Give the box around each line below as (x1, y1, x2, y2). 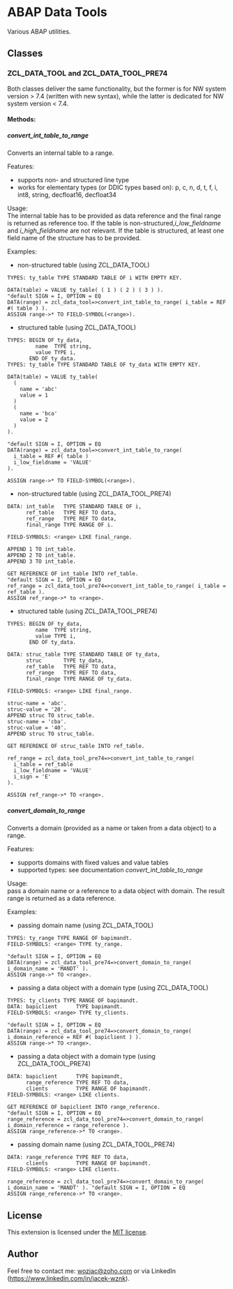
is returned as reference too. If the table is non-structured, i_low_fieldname (7, 219, 221, 228)
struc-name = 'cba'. (7, 719, 68, 725)
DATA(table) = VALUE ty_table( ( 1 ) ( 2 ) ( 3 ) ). (7, 287, 164, 294)
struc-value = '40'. (7, 724, 68, 732)
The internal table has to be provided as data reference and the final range (7, 212, 221, 220)
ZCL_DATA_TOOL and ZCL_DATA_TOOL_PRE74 (7, 68, 168, 78)
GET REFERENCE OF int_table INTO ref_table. (7, 570, 139, 577)
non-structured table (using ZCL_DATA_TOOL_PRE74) (17, 489, 172, 498)
